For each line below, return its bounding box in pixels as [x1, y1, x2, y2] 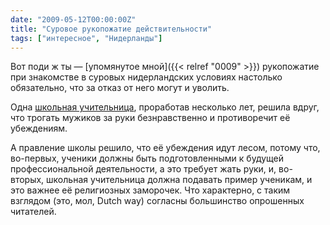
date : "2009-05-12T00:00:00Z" [10, 14, 137, 25]
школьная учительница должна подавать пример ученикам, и [46, 174, 313, 186]
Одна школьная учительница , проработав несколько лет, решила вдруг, [10, 101, 320, 113]
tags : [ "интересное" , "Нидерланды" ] [10, 33, 163, 43]
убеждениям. [10, 122, 68, 135]
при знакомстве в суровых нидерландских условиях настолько [10, 71, 283, 83]
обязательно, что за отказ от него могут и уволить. [10, 82, 230, 94]
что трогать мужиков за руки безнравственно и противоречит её [10, 112, 291, 124]
